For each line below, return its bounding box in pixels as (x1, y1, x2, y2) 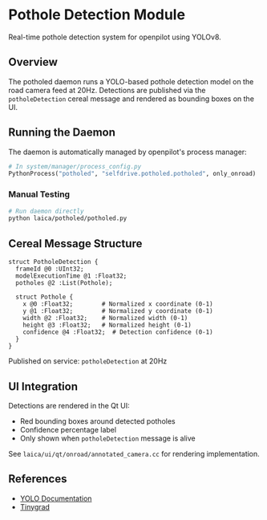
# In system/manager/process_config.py (8, 162, 142, 170)
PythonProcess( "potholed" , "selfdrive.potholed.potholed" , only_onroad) (8, 170, 257, 178)
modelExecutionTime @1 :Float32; (15, 272, 127, 280)
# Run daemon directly (8, 207, 84, 215)
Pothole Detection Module (8, 6, 186, 24)
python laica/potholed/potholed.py (8, 214, 127, 222)
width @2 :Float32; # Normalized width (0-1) (22, 315, 188, 323)
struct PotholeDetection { (8, 258, 99, 266)
